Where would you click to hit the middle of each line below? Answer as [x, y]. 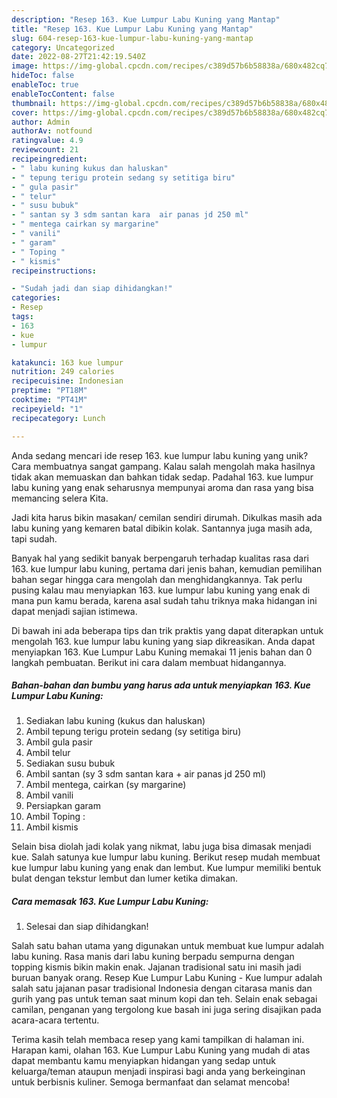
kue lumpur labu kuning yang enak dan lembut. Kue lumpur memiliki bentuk [166, 868]
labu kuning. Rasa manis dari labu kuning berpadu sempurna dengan [153, 957]
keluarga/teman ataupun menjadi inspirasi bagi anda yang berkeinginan [158, 1072]
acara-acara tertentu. [55, 1020]
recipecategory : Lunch [58, 418]
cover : [25, 112]
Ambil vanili [49, 795]
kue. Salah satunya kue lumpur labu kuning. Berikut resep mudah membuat [166, 857]
